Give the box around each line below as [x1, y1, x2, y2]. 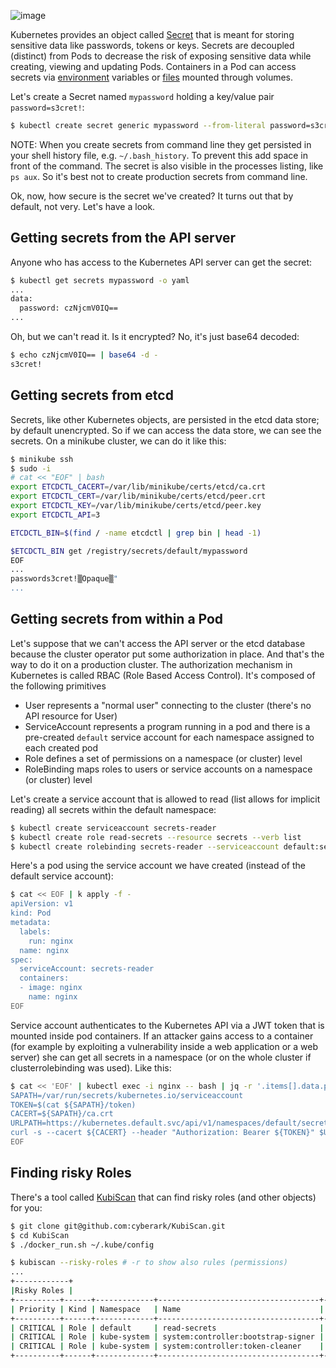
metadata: [10, 918, 52, 928]
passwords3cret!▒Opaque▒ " [10, 574, 118, 584]
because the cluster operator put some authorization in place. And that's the [10, 648, 325, 660]
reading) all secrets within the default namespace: [10, 803, 217, 815]
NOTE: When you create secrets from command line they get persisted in [10, 138, 312, 150]
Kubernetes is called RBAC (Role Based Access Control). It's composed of [10, 669, 316, 681]
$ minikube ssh [10, 454, 74, 464]
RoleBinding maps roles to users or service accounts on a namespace [24, 763, 313, 775]
